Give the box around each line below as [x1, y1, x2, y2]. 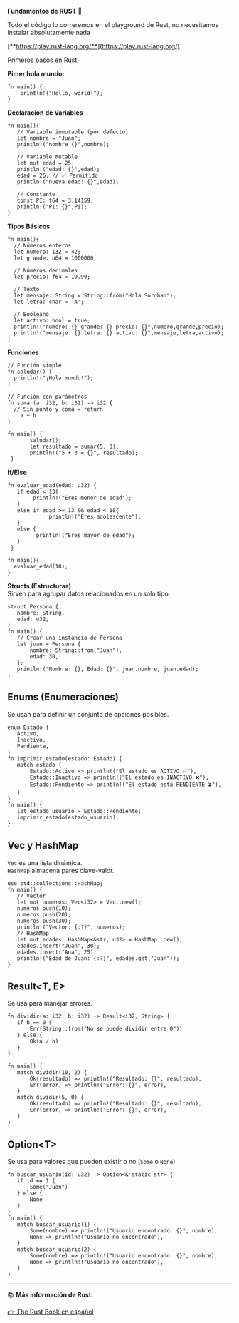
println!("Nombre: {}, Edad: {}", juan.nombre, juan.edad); [16, 665, 199, 673]
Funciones [7, 348, 39, 357]
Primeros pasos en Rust [7, 56, 78, 64]
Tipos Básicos [7, 222, 51, 230]
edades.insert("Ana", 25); [16, 949, 97, 956]
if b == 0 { [16, 1019, 53, 1026]
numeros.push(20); [16, 911, 72, 918]
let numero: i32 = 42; [14, 248, 81, 255]
